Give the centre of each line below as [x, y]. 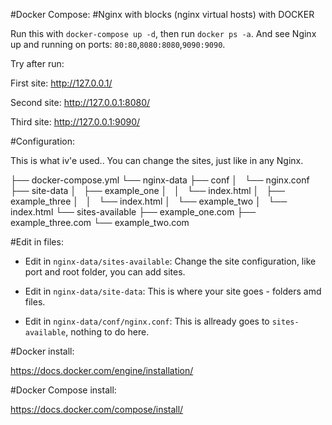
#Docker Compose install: [63, 390]
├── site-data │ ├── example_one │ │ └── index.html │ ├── [147, 190]
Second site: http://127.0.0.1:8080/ [80, 102]
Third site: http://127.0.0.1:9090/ [75, 122]
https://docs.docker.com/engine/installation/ [102, 370]
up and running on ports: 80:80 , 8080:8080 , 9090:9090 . [118, 44]
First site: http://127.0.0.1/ [61, 83]
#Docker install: [42, 351]
